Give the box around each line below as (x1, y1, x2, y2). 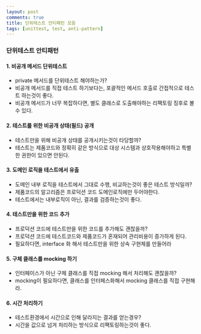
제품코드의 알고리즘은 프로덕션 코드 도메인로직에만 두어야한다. (14, 188, 160, 195)
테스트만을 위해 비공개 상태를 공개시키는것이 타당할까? (14, 136, 142, 144)
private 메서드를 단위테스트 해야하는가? (14, 77, 107, 84)
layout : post (6, 8, 39, 15)
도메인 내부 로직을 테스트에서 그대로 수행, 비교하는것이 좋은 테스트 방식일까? (14, 181, 193, 188)
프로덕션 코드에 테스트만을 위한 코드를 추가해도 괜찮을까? (14, 225, 148, 232)
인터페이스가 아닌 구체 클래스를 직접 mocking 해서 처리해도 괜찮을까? (14, 270, 177, 277)
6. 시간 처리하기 (6, 299, 43, 306)
